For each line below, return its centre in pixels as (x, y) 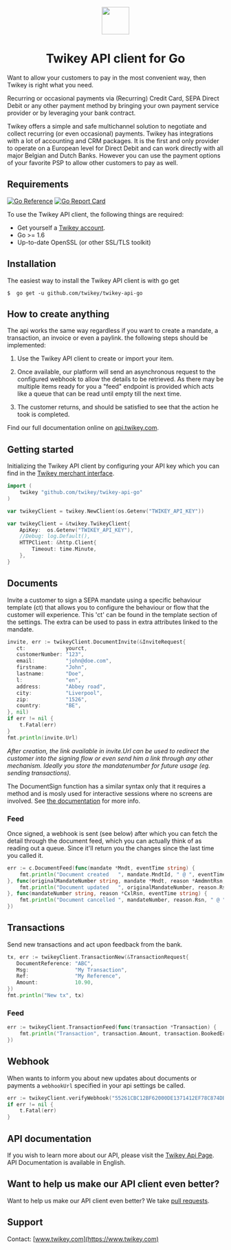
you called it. (25, 855)
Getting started (41, 450)
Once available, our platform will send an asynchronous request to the (116, 372)
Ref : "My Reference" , (69, 976)
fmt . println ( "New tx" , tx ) (46, 995)
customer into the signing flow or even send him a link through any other (110, 758)
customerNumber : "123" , (50, 655)
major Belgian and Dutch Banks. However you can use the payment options (114, 155)
